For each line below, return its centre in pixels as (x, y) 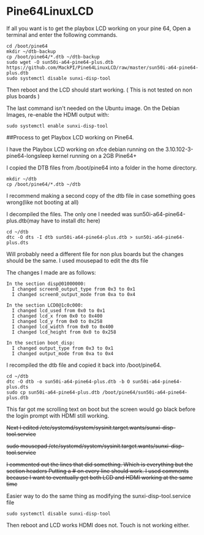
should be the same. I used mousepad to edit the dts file (77, 260)
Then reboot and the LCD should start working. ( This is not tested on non (99, 90)
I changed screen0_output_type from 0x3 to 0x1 (74, 289)
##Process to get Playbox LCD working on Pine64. (70, 137)
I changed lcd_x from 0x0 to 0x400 (57, 316)
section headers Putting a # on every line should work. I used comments (97, 471)
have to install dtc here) (70, 221)
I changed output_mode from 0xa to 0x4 (63, 353)
